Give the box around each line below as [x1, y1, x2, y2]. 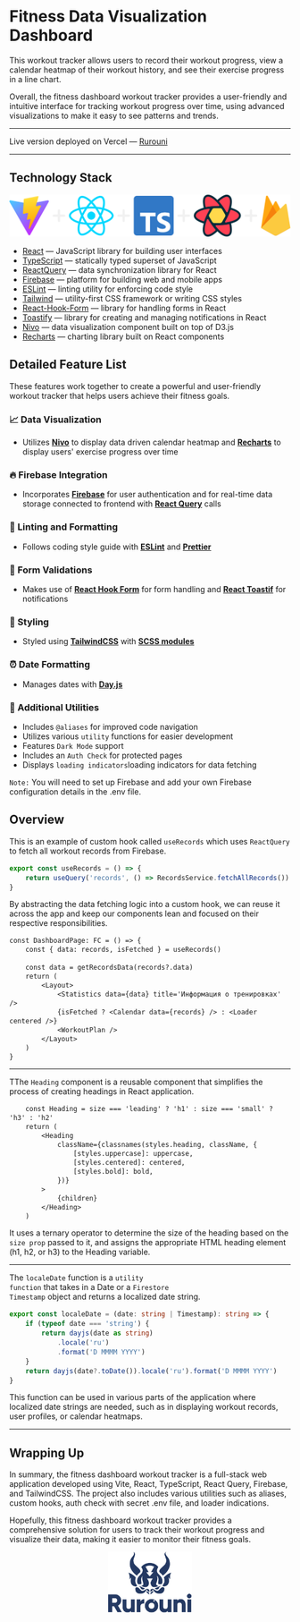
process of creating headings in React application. [9, 1086, 195, 1097]
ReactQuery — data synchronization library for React [21, 265, 217, 276]
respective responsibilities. [9, 918, 108, 929]
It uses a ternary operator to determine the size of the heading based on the [9, 1227, 289, 1238]
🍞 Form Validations [9, 564, 93, 576]
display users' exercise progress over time [21, 446, 179, 457]
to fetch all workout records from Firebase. [9, 845, 167, 856]
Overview [9, 812, 65, 828]
